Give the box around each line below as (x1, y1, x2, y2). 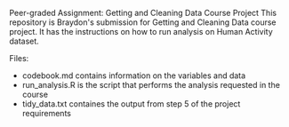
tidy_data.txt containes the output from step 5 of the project (21, 99, 241, 109)
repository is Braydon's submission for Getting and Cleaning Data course (9, 17, 277, 28)
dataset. (9, 36, 40, 46)
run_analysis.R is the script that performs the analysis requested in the (21, 80, 280, 90)
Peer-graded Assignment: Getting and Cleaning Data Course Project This (9, 8, 277, 18)
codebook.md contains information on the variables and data (21, 70, 246, 81)
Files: (9, 53, 29, 63)
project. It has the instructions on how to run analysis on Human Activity (9, 27, 273, 36)
